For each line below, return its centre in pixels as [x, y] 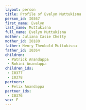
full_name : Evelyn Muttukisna [36, 32]
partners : [15, 82]
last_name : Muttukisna [28, 28]
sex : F [12, 100]
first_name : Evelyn [25, 23]
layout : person [20, 9]
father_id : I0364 [23, 50]
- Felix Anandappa [26, 86]
